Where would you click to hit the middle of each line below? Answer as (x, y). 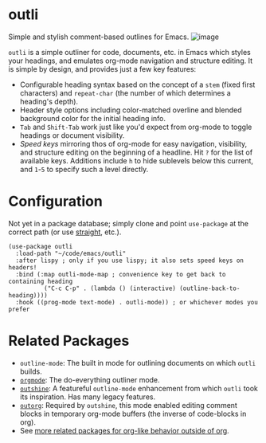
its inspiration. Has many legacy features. (88, 397)
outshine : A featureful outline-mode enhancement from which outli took (139, 388)
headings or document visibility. (72, 135)
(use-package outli (41, 246)
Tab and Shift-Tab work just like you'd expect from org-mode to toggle (136, 127)
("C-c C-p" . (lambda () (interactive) (110, 288)
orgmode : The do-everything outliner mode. (90, 379)
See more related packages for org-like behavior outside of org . (124, 430)
